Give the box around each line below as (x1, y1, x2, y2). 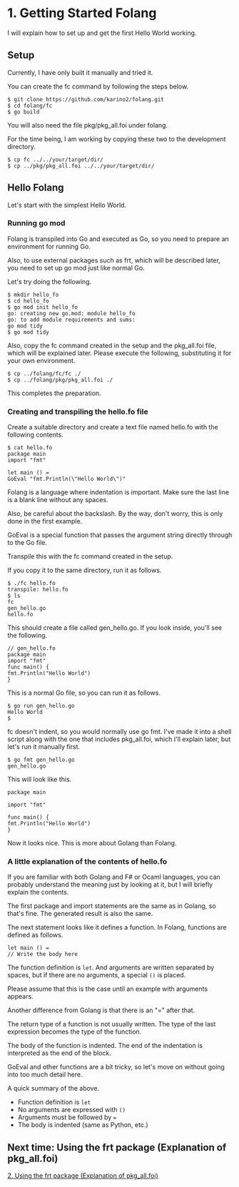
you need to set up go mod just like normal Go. (7, 263, 145, 272)
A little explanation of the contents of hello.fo (7, 857, 168, 867)
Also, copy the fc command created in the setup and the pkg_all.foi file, (7, 341, 217, 350)
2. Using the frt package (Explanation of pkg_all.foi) (7, 1171, 158, 1180)
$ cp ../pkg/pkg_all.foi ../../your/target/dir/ (7, 162, 155, 169)
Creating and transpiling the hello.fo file (7, 407, 148, 417)
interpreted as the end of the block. (7, 1049, 112, 1057)
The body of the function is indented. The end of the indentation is (7, 1041, 203, 1050)
